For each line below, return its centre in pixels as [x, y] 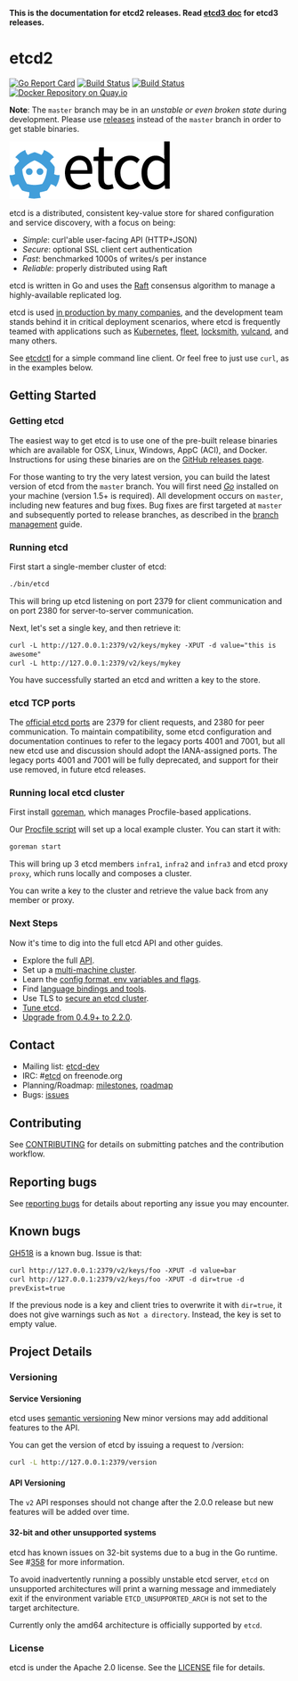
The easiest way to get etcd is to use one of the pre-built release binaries [144, 440]
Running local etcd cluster [67, 793]
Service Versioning [45, 1398]
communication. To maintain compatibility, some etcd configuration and [141, 732]
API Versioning [37, 1482]
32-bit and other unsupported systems [83, 1532]
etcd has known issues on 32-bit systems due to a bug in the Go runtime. [144, 1553]
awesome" [25, 654]
